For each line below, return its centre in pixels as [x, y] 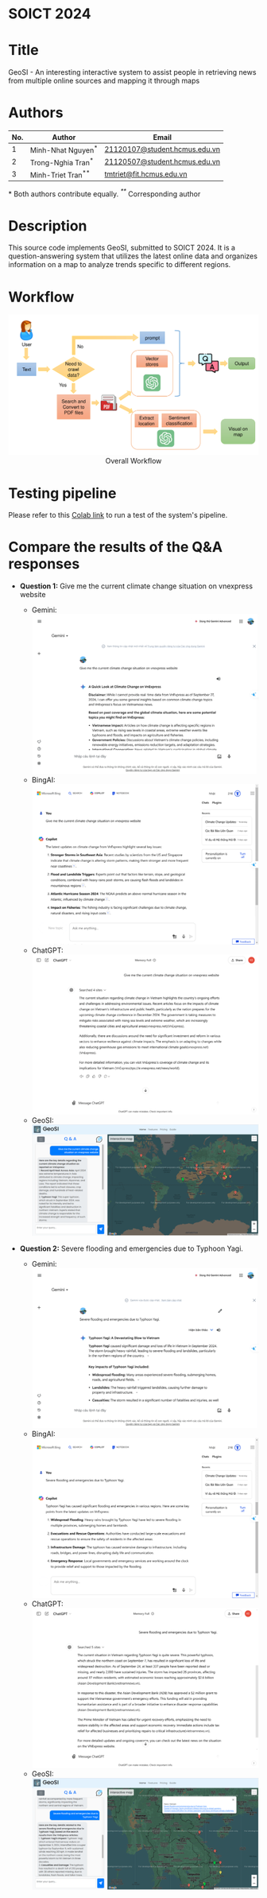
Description [48, 225]
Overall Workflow [133, 461]
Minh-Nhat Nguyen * [64, 149]
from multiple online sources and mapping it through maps [104, 81]
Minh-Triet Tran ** [60, 174]
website [33, 595]
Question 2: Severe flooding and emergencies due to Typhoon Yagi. [132, 1248]
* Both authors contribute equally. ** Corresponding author [104, 193]
